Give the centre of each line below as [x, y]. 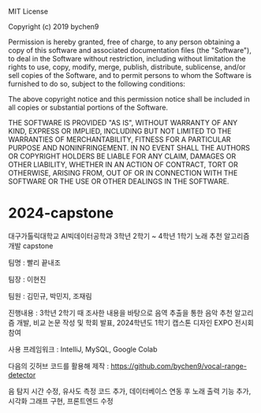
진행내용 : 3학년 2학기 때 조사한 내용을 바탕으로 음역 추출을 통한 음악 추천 [120, 313]
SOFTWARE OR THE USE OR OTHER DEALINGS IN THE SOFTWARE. [119, 181]
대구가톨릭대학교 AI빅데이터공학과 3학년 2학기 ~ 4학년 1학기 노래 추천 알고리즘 [129, 236]
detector [22, 374]
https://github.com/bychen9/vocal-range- [178, 366]
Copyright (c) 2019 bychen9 [54, 26]
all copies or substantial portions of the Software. [88, 107]
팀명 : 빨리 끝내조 [35, 262]
